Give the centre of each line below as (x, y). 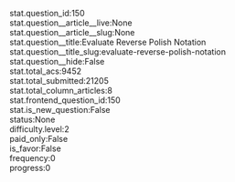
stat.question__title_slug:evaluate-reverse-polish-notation (118, 52)
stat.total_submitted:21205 (59, 81)
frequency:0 (33, 158)
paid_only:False (39, 139)
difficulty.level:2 (40, 129)
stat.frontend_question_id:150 (65, 100)
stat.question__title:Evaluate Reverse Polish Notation (108, 42)
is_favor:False (35, 148)
